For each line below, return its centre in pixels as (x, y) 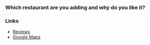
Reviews (21, 32)
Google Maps (26, 37)
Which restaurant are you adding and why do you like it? (75, 7)
